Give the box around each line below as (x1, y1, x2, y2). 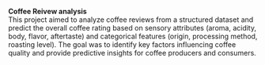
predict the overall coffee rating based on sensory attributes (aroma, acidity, (8, 23, 257, 32)
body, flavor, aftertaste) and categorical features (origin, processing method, (8, 31, 258, 41)
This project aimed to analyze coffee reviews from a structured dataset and (8, 15, 254, 24)
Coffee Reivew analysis (8, 7, 87, 16)
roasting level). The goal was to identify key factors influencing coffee (8, 40, 237, 49)
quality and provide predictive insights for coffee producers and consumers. (8, 49, 257, 57)
